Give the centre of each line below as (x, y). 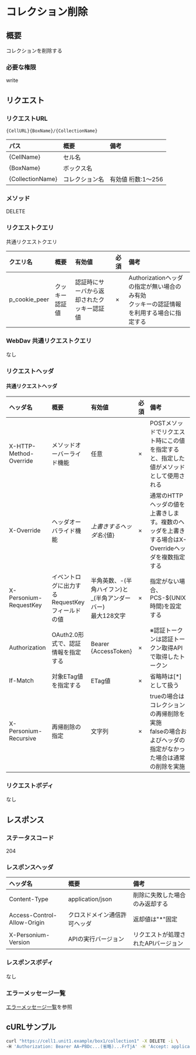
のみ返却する (151, 904)
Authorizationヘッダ (156, 278)
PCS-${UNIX (168, 598)
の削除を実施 (167, 767)
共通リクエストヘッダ (32, 386)
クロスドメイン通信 (94, 915)
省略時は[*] (166, 676)
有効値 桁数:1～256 (136, 179)
